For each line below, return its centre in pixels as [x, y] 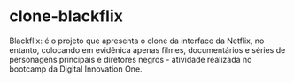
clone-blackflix [66, 16]
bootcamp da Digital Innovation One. [76, 69]
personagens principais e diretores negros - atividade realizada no [131, 59]
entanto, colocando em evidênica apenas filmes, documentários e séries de [147, 49]
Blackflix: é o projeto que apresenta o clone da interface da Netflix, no [137, 41]
